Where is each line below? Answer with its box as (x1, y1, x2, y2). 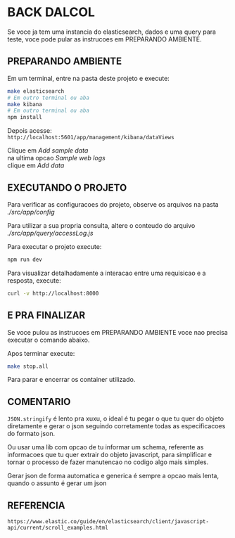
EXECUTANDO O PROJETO (7, 181, 127, 193)
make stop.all (7, 363, 49, 370)
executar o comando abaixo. (7, 335, 90, 344)
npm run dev (7, 256, 42, 263)
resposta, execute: (7, 276, 61, 285)
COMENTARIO (7, 395, 71, 408)
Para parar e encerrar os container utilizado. (7, 376, 136, 384)
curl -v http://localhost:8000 (7, 290, 99, 297)
